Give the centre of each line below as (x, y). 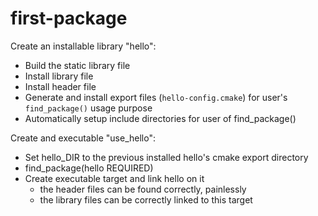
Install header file (60, 86)
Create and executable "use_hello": (83, 138)
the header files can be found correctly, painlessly (143, 189)
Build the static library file (77, 65)
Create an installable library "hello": (83, 46)
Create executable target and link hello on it (114, 178)
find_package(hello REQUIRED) (89, 168)
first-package (69, 18)
